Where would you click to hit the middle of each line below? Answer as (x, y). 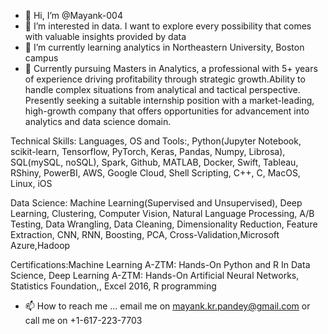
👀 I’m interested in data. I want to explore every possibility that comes (168, 26)
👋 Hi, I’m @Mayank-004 (73, 15)
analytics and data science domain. (98, 121)
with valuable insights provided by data (105, 36)
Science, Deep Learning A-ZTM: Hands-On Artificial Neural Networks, (155, 275)
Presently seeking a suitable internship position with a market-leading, (169, 100)
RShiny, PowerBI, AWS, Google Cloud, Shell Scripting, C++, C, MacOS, (155, 173)
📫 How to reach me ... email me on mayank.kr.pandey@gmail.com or (167, 306)
